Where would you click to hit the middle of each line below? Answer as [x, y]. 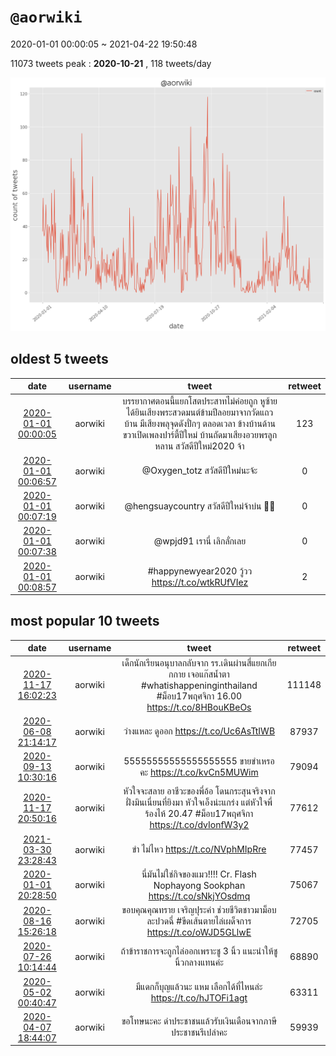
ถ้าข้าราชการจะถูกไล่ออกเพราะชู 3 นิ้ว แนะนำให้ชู [199, 951]
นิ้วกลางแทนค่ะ [199, 962]
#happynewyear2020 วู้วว [200, 571]
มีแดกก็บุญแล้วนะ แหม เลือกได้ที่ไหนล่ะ [199, 986]
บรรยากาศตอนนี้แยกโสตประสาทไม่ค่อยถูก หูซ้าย [199, 401]
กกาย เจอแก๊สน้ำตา [199, 674]
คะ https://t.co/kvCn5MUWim [199, 772]
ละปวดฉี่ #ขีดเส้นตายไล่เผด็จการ [199, 921]
